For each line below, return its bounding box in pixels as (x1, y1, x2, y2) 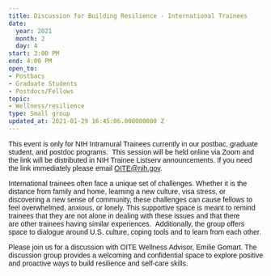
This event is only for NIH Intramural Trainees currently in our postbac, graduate (8, 139, 259, 148)
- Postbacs (8, 72, 45, 80)
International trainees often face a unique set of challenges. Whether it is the (8, 179, 248, 188)
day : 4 (15, 42, 38, 50)
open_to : (8, 65, 38, 73)
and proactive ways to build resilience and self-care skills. (8, 258, 188, 268)
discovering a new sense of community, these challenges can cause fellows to (8, 195, 253, 204)
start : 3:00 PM (8, 49, 60, 57)
